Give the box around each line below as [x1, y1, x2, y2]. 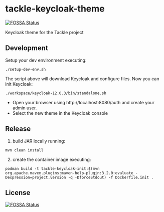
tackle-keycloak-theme [5, 3, 105, 15]
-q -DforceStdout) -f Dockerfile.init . [68, 175, 154, 180]
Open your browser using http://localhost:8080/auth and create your [12, 99, 154, 105]
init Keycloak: [5, 81, 33, 87]
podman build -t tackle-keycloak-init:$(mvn [5, 166, 100, 171]
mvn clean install [5, 147, 44, 153]
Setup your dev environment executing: [5, 57, 87, 63]
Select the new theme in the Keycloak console [12, 110, 108, 116]
